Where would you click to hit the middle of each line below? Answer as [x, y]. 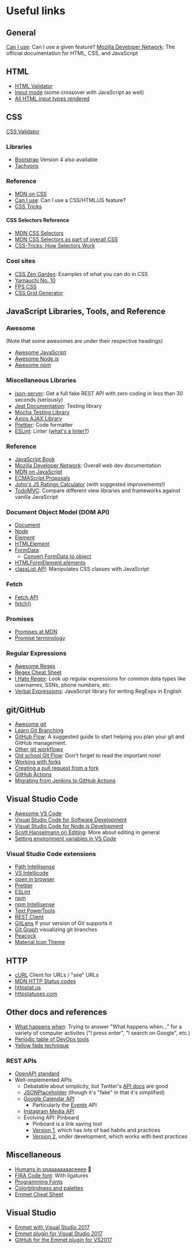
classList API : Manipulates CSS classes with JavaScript [82, 569]
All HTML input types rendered [52, 98]
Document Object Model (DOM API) [58, 512]
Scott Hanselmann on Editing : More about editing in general [87, 832]
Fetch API [26, 597]
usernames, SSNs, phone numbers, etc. [63, 685]
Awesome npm [33, 365]
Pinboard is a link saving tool [67, 1124]
